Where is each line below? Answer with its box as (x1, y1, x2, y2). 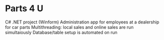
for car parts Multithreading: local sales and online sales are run (5, 24, 134, 30)
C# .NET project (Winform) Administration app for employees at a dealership (5, 19, 160, 25)
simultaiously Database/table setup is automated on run (5, 29, 117, 35)
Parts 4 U (5, 3, 44, 14)
